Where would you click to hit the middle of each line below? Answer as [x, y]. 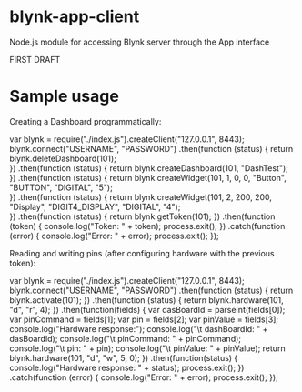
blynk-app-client [75, 17]
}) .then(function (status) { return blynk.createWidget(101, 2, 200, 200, [141, 196]
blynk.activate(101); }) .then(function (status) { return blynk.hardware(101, [146, 300]
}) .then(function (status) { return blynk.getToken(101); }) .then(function [142, 216]
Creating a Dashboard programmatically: [86, 121]
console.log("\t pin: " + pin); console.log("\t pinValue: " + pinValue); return [147, 348]
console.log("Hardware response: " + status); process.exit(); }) [127, 367]
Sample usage [65, 96]
